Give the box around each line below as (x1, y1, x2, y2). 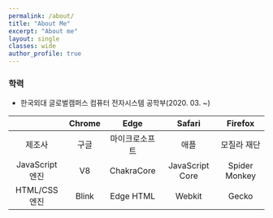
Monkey (224, 170, 256, 181)
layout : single (8, 34, 60, 43)
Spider (227, 160, 253, 172)
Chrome (68, 118, 102, 129)
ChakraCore (109, 165, 156, 177)
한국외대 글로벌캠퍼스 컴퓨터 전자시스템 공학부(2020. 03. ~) (19, 98, 210, 108)
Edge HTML (110, 190, 156, 202)
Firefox (226, 118, 255, 129)
